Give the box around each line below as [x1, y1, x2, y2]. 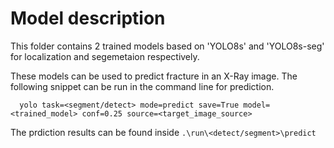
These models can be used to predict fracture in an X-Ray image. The [10, 70, 298, 82]
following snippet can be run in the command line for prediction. [10, 80, 275, 92]
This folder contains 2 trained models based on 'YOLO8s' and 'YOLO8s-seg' [10, 40, 325, 52]
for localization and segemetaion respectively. [10, 50, 200, 62]
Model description [10, 7, 166, 30]
